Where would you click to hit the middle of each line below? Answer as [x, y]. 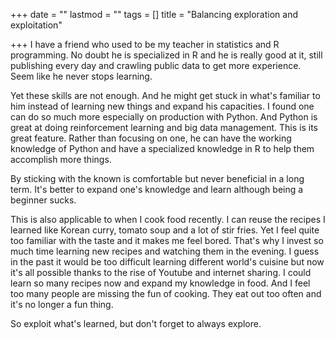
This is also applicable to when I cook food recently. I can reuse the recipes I [168, 219]
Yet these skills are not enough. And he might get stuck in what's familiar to [165, 95]
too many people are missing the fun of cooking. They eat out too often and [166, 293]
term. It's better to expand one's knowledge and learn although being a [157, 189]
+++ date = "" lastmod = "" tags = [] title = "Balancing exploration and [154, 14]
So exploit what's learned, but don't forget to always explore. [136, 323]
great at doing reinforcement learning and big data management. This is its [164, 127]
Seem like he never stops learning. [81, 76]
